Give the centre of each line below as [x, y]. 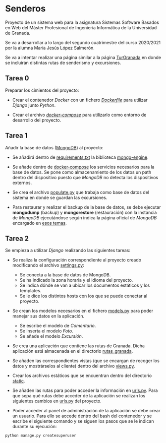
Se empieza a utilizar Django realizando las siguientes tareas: [68, 251]
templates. [30, 291]
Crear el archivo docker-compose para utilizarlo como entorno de [79, 115]
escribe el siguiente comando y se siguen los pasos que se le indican [83, 421]
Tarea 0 [17, 78]
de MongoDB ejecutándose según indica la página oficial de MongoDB [84, 218]
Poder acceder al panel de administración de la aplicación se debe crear [86, 411]
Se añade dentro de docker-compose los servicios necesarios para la [83, 167]
